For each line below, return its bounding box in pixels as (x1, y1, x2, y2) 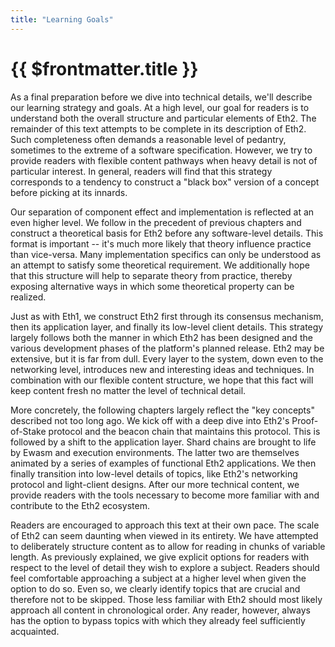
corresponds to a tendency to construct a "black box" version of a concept (10, 176, 320, 188)
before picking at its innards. (10, 186, 128, 198)
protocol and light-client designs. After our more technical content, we (10, 478, 300, 490)
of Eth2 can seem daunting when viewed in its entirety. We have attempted (10, 529, 319, 541)
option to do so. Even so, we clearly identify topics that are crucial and (10, 582, 301, 595)
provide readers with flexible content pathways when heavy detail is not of (10, 154, 318, 166)
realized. (10, 291, 47, 303)
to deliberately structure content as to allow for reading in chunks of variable (10, 540, 326, 552)
